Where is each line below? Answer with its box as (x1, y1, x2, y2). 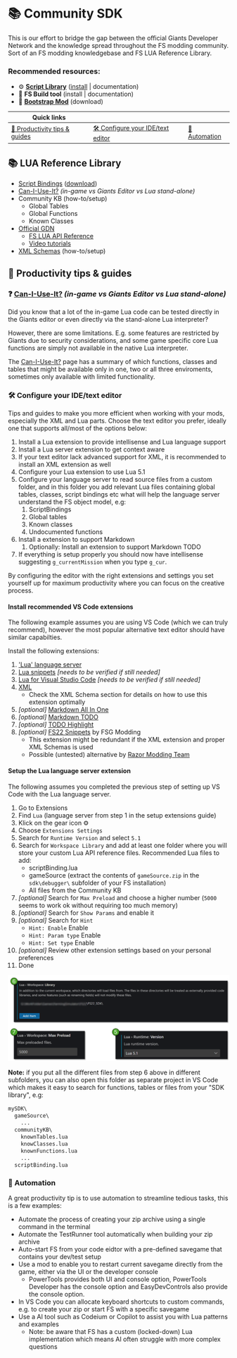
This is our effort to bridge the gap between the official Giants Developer (8, 33, 219, 42)
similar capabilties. (8, 633, 63, 642)
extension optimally (28, 698, 86, 706)
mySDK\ (8, 1105, 27, 1113)
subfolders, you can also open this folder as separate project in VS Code (8, 1076, 219, 1084)
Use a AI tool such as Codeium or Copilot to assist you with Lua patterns (18, 1313, 228, 1321)
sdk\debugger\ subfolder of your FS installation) (28, 878, 167, 887)
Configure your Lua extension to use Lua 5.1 (18, 468, 146, 476)
